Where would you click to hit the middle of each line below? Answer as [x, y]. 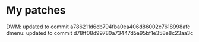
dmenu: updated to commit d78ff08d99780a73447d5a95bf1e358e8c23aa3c [100, 33]
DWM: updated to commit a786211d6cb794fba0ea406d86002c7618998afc [98, 27]
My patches [36, 10]
